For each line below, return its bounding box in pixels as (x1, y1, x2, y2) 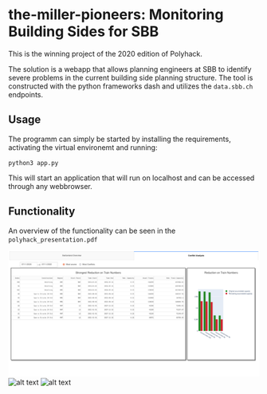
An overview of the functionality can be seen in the (8, 226, 176, 235)
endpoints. (8, 89, 44, 99)
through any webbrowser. (8, 181, 93, 191)
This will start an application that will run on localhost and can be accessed (8, 173, 255, 183)
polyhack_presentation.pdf (8, 235, 98, 244)
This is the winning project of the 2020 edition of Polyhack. (8, 49, 203, 58)
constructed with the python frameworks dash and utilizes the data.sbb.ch (8, 81, 253, 91)
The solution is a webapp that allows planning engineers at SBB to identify (8, 64, 252, 73)
